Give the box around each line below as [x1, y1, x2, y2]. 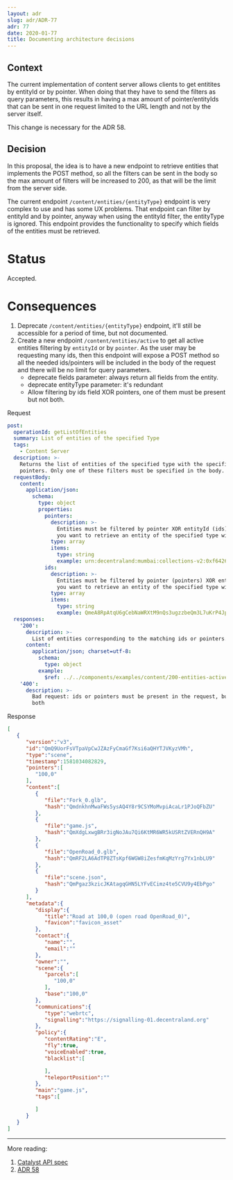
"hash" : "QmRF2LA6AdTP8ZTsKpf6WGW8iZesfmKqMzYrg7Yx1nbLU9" [44, 855, 216, 862]
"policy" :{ [35, 1029, 67, 1036]
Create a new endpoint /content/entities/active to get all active [17, 336, 205, 344]
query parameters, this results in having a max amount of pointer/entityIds [7, 94, 219, 103]
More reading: [7, 1144, 48, 1153]
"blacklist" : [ [44, 1055, 85, 1062]
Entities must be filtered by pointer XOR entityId [56, 525, 209, 532]
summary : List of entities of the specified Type [13, 435, 159, 442]
